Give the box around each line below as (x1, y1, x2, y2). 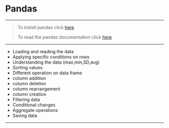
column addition (12, 75, 46, 81)
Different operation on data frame (12, 70, 82, 76)
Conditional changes (12, 101, 56, 108)
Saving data (12, 112, 38, 118)
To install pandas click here (17, 24, 74, 30)
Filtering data (12, 96, 40, 102)
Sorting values (12, 64, 43, 70)
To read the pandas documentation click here (17, 34, 112, 40)
